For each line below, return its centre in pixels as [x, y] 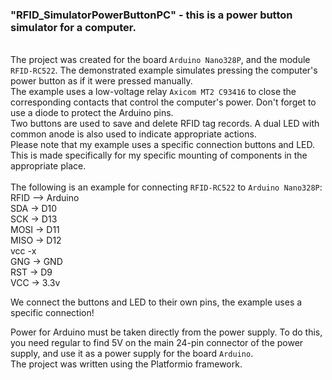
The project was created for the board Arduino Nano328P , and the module [160, 60]
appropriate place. [48, 166]
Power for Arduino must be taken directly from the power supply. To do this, [166, 332]
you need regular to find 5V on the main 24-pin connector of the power [157, 343]
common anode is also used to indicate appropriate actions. [133, 134]
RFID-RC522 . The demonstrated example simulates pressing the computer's [164, 70]
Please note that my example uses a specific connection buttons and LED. [162, 145]
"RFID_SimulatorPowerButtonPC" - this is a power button [151, 15]
